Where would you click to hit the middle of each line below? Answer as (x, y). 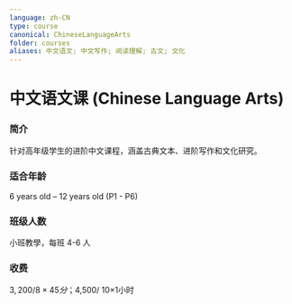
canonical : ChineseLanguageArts (70, 34)
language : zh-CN (40, 18)
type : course (34, 26)
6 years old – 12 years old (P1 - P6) (73, 196)
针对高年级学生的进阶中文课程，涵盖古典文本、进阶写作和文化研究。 (136, 151)
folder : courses (40, 43)
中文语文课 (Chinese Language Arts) (147, 99)
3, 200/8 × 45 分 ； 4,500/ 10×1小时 (72, 290)
